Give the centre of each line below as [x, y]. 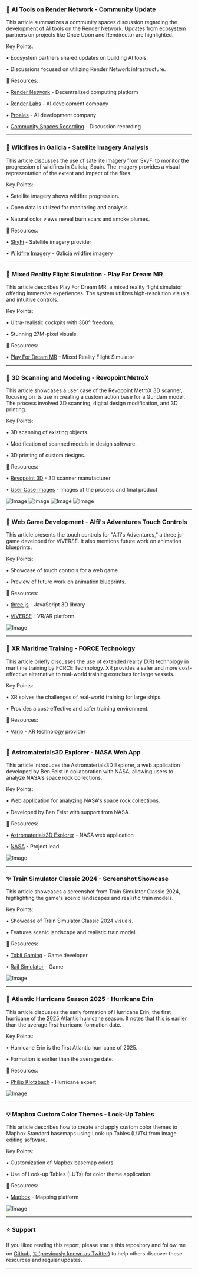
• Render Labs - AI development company [57, 104]
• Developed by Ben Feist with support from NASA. [68, 812]
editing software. [27, 1140]
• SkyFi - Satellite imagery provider [49, 241]
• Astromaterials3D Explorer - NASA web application [70, 835]
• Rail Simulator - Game [35, 967]
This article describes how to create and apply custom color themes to [92, 1127]
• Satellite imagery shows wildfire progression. [63, 196]
